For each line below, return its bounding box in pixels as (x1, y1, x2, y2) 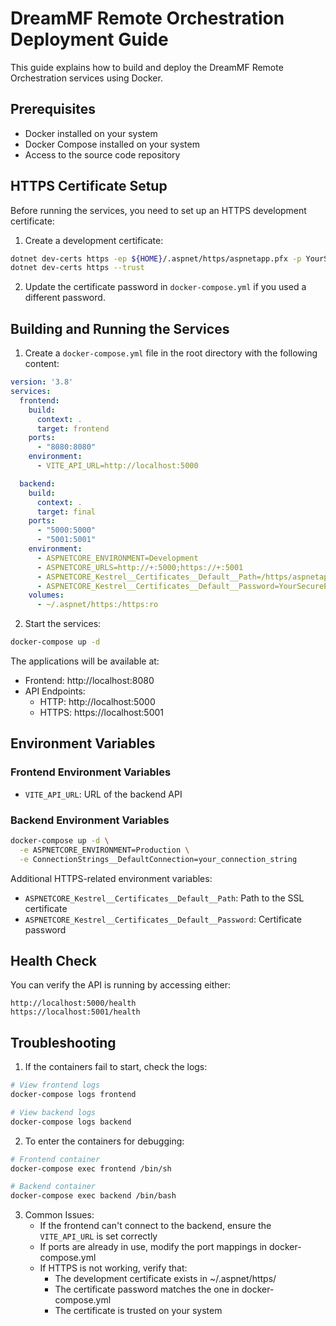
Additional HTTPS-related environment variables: (10, 872, 213, 884)
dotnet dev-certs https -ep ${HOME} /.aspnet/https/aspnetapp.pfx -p (10, 253, 302, 264)
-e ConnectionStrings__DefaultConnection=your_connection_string (19, 854, 298, 864)
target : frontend (36, 423, 110, 434)
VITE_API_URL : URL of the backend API (24, 788, 183, 800)
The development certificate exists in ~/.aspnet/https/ (54, 1273, 277, 1285)
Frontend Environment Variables (10, 765, 172, 779)
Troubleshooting (10, 1034, 117, 1051)
